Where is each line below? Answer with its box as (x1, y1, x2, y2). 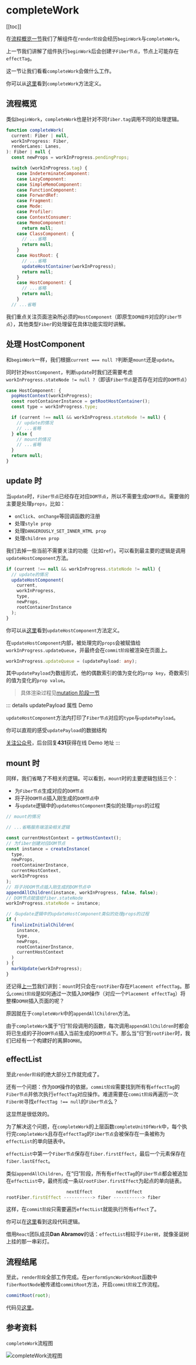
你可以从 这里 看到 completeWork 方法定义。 (6, 80, 104, 87)
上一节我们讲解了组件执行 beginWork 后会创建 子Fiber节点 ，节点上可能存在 (6, 48, 179, 55)
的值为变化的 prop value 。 (6, 677, 68, 684)
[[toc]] (6, 23, 22, 30)
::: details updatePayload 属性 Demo (6, 702, 93, 709)
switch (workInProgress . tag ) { (11, 165, 88, 171)
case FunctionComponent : (16, 187, 77, 193)
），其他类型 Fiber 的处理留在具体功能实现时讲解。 (10, 320, 129, 327)
